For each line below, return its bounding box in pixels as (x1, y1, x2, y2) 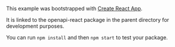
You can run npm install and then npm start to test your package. (6, 34, 168, 41)
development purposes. (6, 23, 65, 29)
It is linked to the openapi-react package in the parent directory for (6, 16, 170, 23)
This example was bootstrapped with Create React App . (6, 5, 143, 12)
